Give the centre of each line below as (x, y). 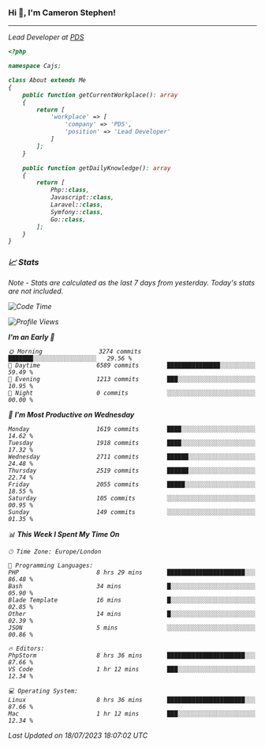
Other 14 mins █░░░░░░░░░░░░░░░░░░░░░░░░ (132, 614)
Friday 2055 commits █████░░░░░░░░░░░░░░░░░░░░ (132, 484)
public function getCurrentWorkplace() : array (100, 95)
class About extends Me (47, 81)
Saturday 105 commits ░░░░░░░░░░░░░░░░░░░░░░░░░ (132, 498)
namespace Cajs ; (35, 66)
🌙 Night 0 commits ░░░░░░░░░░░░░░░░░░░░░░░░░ (132, 393)
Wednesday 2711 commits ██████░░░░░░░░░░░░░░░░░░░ (132, 457)
